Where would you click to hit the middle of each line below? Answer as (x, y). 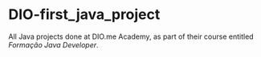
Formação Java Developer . (53, 44)
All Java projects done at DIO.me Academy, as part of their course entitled (131, 36)
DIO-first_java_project (84, 15)
